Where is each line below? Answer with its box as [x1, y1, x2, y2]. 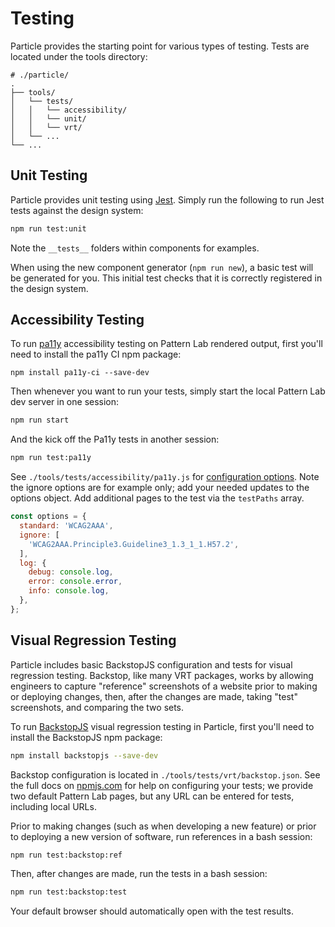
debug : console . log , [28, 567, 114, 577]
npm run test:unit [10, 223, 87, 234]
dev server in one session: [10, 396, 120, 408]
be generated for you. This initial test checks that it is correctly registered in [10, 272, 323, 284]
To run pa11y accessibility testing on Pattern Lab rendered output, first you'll [10, 338, 323, 350]
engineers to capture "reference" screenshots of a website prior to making [10, 680, 318, 692]
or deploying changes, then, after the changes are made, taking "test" [10, 690, 298, 702]
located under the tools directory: [10, 50, 148, 62]
